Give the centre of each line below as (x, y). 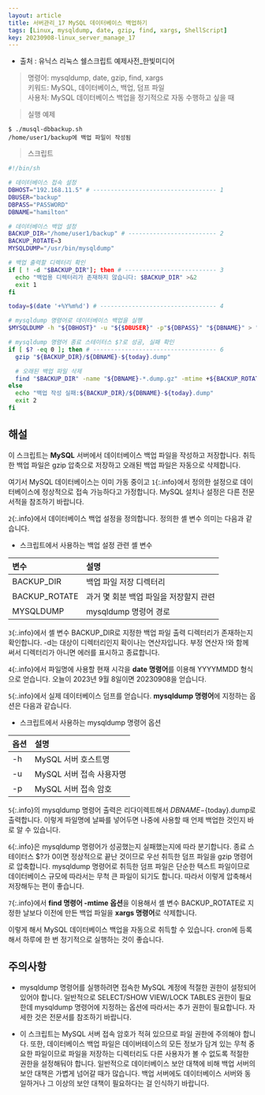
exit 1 (26, 285)
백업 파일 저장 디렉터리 (126, 582)
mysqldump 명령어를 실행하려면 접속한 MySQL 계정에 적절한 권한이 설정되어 (138, 987)
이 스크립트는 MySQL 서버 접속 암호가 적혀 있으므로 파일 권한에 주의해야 (130, 1033)
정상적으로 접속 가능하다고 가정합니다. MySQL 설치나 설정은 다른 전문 (148, 492)
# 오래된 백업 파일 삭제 (49, 371)
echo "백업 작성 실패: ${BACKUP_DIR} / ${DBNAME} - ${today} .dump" (115, 393)
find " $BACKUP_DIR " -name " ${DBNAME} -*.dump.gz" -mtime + (113, 379)
